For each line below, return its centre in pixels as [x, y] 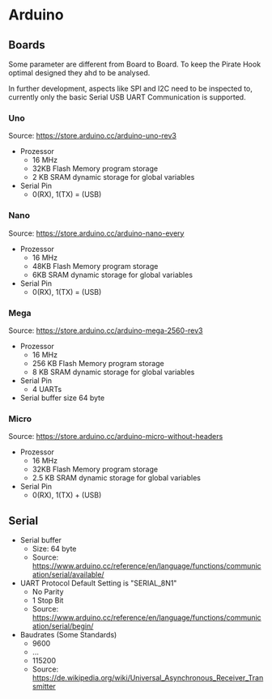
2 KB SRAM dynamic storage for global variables [113, 177]
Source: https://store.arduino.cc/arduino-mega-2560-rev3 [106, 330]
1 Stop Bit [48, 600]
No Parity [48, 592]
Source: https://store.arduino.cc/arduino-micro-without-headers [116, 437]
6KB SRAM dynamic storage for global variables [112, 275]
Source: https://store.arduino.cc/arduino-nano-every [96, 233]
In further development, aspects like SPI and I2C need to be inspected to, [131, 88]
